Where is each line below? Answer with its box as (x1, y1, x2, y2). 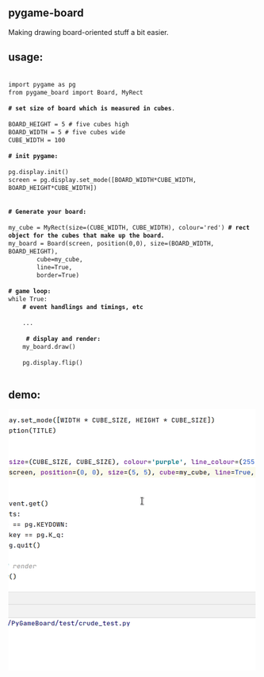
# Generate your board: (8, 207, 87, 215)
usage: (8, 51, 44, 64)
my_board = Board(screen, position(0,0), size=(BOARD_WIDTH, (8, 239, 215, 247)
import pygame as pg (8, 80, 77, 88)
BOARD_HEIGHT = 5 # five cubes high (8, 120, 129, 128)
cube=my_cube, (36, 255, 83, 263)
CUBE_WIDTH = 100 (8, 136, 66, 144)
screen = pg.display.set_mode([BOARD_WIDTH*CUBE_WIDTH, (8, 176, 197, 184)
